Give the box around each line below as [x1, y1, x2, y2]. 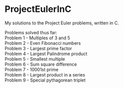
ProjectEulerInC [4, 3, 72, 15]
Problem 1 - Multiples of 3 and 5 [4, 35, 70, 41]
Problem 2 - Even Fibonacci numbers [4, 40, 81, 46]
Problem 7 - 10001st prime [4, 66, 59, 73]
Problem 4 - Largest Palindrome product [4, 51, 88, 57]
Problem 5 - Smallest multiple [4, 56, 65, 62]
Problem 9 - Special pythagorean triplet [4, 77, 86, 83]
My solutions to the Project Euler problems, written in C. [4, 20, 119, 26]
